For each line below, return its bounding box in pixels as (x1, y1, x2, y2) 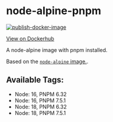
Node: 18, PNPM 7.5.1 (14, 109, 66, 116)
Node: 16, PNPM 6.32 (14, 90, 67, 98)
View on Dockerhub (6, 35, 54, 42)
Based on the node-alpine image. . (6, 58, 89, 65)
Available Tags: (6, 75, 64, 85)
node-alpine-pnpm (6, 4, 102, 18)
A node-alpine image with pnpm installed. (6, 46, 108, 54)
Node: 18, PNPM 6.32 (14, 103, 67, 110)
